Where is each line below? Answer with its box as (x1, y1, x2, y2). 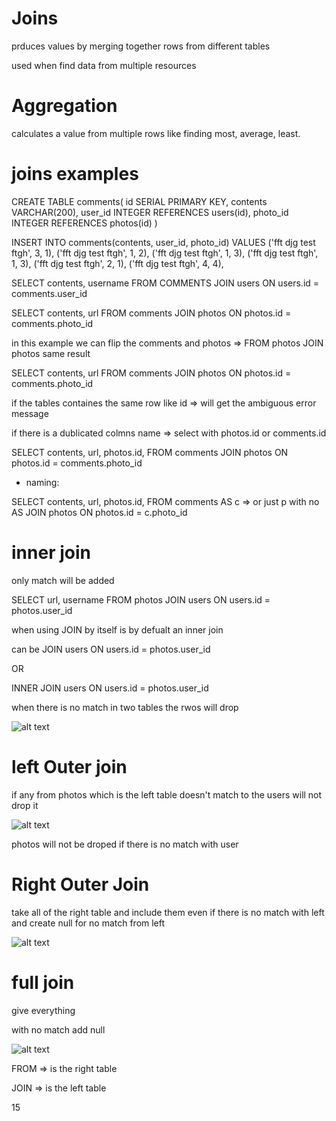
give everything (11, 1004, 76, 1016)
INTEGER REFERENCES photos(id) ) (11, 217, 158, 229)
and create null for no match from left (11, 917, 166, 929)
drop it (11, 799, 39, 811)
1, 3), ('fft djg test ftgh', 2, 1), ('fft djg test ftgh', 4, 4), (11, 257, 224, 269)
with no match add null (11, 1023, 106, 1036)
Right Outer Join (11, 873, 150, 896)
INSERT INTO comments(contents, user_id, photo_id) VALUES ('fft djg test (11, 236, 316, 248)
